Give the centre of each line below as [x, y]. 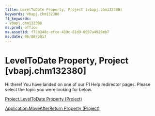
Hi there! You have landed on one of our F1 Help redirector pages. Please [78, 84]
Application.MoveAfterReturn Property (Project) [53, 108]
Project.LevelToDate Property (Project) [44, 99]
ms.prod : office [21, 28]
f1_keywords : [18, 18]
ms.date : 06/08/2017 [26, 37]
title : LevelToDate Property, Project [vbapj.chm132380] [64, 9]
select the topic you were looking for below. [49, 89]
